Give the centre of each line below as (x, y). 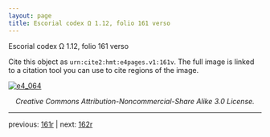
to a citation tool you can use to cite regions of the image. (104, 70)
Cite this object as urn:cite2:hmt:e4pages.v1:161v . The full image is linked (131, 62)
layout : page (30, 16)
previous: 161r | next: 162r (51, 124)
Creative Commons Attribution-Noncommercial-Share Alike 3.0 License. (135, 101)
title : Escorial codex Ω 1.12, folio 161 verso (90, 23)
